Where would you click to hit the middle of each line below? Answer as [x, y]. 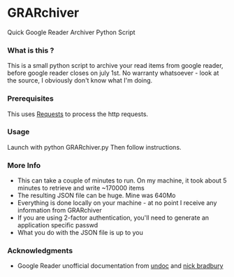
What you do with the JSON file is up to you [80, 233]
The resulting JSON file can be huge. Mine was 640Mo [96, 196]
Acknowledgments [40, 251]
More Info [24, 165]
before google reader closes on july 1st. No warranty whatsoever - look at [113, 73]
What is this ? [31, 50]
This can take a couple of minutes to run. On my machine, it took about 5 [122, 180]
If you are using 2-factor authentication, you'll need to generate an [113, 218]
